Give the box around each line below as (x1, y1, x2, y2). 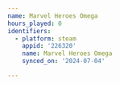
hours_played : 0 (7, 19, 62, 28)
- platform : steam (14, 34, 77, 43)
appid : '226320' (22, 42, 77, 50)
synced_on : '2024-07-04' (22, 57, 106, 66)
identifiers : (7, 27, 52, 35)
